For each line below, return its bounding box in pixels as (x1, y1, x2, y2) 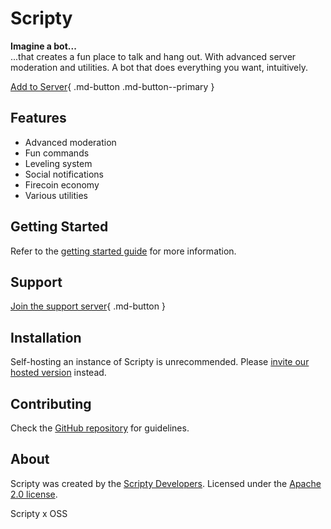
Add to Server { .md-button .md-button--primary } (10, 80, 215, 92)
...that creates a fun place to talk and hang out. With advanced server (10, 50, 297, 62)
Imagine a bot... (10, 40, 77, 52)
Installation (10, 329, 82, 346)
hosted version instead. (10, 367, 107, 379)
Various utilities (24, 189, 88, 201)
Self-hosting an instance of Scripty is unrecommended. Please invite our (10, 356, 310, 368)
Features (10, 110, 67, 127)
